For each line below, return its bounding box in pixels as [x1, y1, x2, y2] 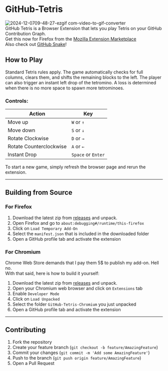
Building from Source [5, 188, 72, 197]
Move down [7, 127, 35, 134]
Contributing [5, 326, 46, 334]
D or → [71, 135, 84, 142]
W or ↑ [71, 119, 84, 126]
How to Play [5, 56, 43, 64]
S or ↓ [71, 127, 84, 134]
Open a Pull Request [12, 360, 55, 366]
